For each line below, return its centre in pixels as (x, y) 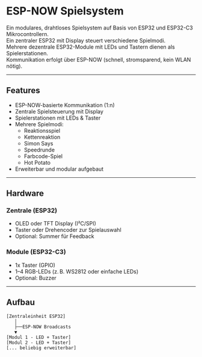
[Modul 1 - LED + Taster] (38, 337)
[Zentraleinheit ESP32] (36, 316)
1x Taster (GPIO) (35, 265)
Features (23, 90)
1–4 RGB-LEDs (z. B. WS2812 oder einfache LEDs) (77, 271)
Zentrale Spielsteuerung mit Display (59, 111)
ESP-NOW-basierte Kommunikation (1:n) (65, 105)
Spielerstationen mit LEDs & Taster (58, 118)
